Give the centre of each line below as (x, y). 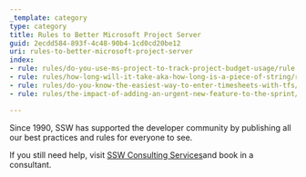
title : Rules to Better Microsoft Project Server (106, 34)
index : (22, 60)
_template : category (49, 18)
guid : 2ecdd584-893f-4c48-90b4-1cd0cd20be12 (95, 43)
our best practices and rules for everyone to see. (101, 137)
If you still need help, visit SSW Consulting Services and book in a (132, 154)
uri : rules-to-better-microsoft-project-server (102, 52)
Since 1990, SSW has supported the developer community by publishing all (150, 127)
